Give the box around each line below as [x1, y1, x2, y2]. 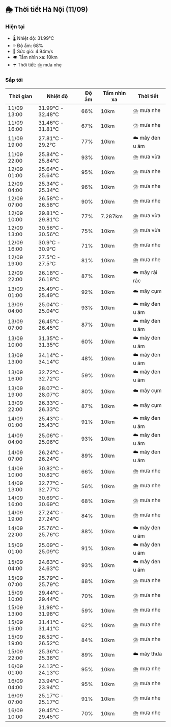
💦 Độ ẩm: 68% [12, 42, 43, 49]
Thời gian [9, 93, 33, 100]
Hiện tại [5, 23, 25, 30]
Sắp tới [5, 76, 23, 83]
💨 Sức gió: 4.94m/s [12, 48, 53, 54]
